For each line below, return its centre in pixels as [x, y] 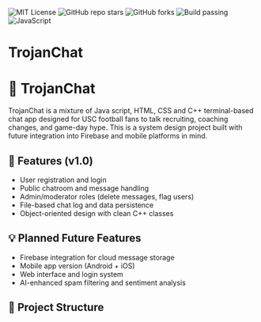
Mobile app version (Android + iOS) [77, 266]
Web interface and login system [72, 274]
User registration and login [63, 180]
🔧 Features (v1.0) [51, 161]
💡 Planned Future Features [75, 239]
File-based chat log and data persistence [87, 205]
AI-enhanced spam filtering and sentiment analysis [102, 282]
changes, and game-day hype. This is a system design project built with [125, 127]
